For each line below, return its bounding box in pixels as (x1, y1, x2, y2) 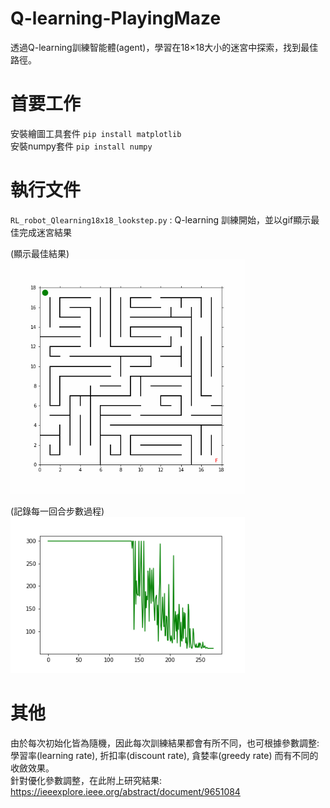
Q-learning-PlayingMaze (10, 7, 222, 30)
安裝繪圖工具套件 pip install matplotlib (10, 127, 182, 139)
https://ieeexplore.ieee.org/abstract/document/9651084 (10, 785, 241, 797)
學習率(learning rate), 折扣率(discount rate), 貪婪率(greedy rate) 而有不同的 (10, 749, 319, 761)
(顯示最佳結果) (10, 247, 70, 259)
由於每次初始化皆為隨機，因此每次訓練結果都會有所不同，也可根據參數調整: (10, 737, 320, 749)
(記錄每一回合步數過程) (10, 505, 105, 517)
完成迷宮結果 (18, 226, 72, 238)
